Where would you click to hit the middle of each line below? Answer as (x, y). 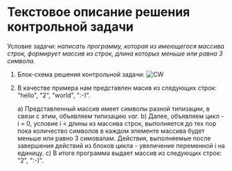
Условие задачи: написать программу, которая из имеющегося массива (116, 46)
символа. (21, 60)
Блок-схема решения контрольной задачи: (81, 74)
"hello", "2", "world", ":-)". (54, 95)
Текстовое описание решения (99, 12)
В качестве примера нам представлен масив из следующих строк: (117, 88)
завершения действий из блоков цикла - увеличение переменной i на (121, 145)
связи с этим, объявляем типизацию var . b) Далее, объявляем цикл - (121, 116)
